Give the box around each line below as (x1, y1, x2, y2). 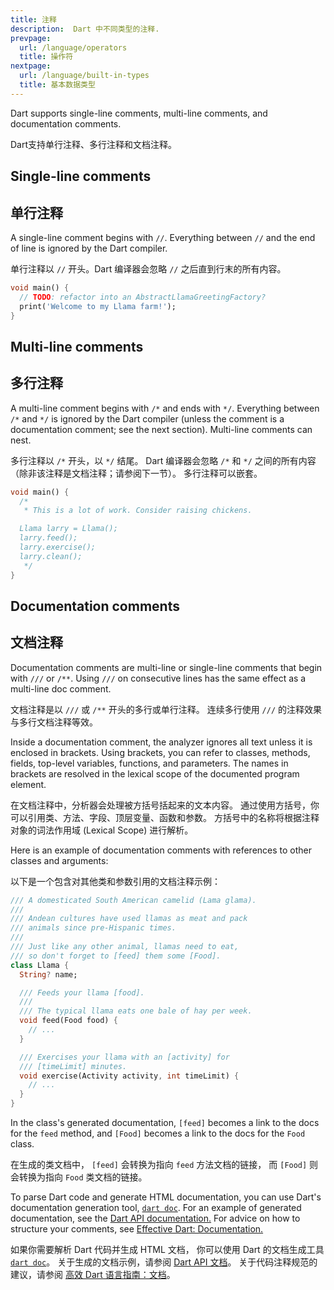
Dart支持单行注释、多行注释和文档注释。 (10, 138, 178, 150)
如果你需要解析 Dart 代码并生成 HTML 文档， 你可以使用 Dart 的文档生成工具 (10, 1244, 325, 1256)
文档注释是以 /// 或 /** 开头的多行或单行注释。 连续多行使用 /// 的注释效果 (10, 703, 323, 715)
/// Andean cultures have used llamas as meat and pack (10, 914, 248, 924)
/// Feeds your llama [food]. (19, 987, 145, 998)
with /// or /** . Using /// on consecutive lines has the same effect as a (10, 672, 307, 684)
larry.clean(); (19, 551, 83, 561)
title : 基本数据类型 (19, 80, 96, 90)
